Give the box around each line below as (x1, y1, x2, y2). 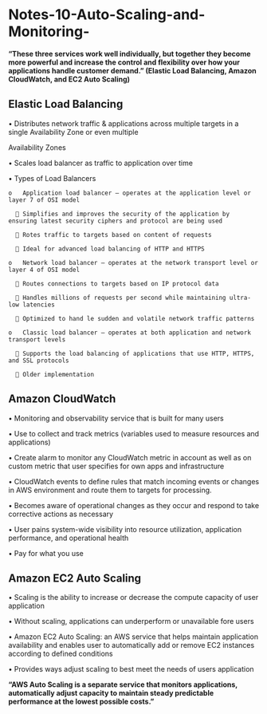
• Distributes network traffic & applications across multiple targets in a (8, 118, 239, 128)
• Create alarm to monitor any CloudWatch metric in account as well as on (8, 452, 252, 462)
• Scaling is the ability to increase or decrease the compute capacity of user (8, 593, 259, 602)
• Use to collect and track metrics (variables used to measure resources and (8, 428, 260, 438)
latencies (22, 301, 56, 309)
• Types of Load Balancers (8, 173, 96, 183)
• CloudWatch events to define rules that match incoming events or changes (8, 476, 260, 486)
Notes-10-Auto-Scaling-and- (8, 6, 206, 24)
